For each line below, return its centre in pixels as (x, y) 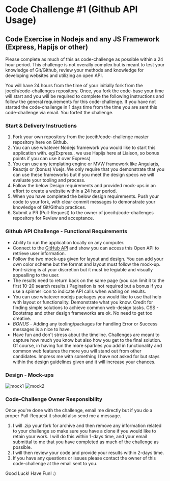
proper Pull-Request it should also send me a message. (63, 416)
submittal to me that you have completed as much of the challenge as (86, 442)
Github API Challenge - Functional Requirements (66, 232)
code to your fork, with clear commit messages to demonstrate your (84, 202)
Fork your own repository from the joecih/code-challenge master (81, 137)
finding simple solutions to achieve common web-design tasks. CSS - (86, 308)
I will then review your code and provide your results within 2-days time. (88, 453)
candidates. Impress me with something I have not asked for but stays (86, 356)
